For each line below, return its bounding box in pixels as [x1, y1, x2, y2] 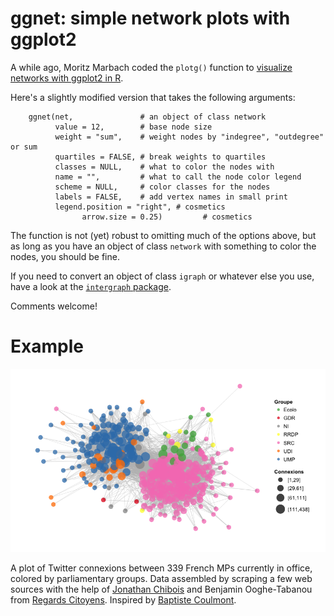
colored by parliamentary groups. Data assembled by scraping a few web [10, 572, 313, 584]
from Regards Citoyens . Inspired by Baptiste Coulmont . [10, 593, 237, 606]
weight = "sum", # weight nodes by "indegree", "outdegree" [54, 132, 325, 142]
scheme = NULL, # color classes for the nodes [54, 182, 271, 192]
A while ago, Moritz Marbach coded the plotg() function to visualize [10, 61, 293, 73]
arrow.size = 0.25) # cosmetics [81, 212, 253, 222]
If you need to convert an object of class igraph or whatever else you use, [10, 270, 315, 282]
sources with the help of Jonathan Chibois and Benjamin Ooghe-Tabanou [10, 583, 313, 595]
